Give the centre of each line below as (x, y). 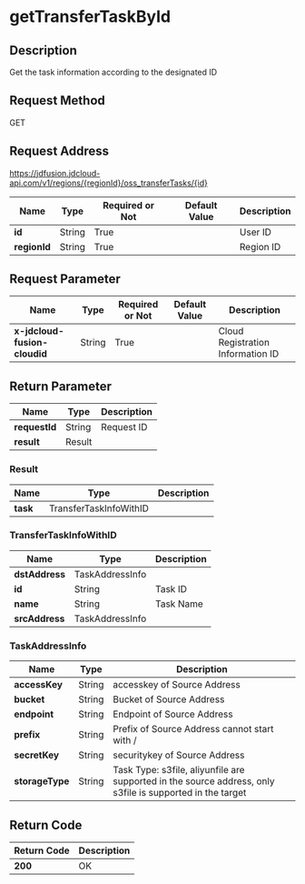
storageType (42, 781)
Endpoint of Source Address (173, 714)
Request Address (59, 151)
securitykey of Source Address (179, 755)
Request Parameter (65, 279)
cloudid (31, 354)
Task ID (172, 588)
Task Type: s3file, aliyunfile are (179, 770)
